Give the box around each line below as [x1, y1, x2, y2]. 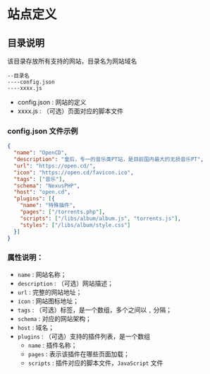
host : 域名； [17, 323, 55, 332]
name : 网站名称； [17, 270, 67, 279]
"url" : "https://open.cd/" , [13, 162, 97, 170]
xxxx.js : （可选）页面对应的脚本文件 [17, 107, 124, 115]
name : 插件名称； [27, 341, 78, 349]
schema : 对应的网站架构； [17, 314, 92, 322]
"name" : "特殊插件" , [20, 202, 76, 209]
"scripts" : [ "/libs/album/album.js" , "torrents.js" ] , [20, 215, 181, 222]
